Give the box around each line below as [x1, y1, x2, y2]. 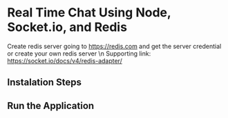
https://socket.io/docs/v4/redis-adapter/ [7, 56, 122, 64]
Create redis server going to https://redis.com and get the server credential [7, 42, 222, 50]
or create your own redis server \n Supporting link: [7, 49, 151, 58]
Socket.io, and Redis [7, 19, 128, 35]
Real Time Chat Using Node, [7, 5, 171, 21]
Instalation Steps [7, 77, 82, 88]
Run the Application [7, 99, 95, 111]
